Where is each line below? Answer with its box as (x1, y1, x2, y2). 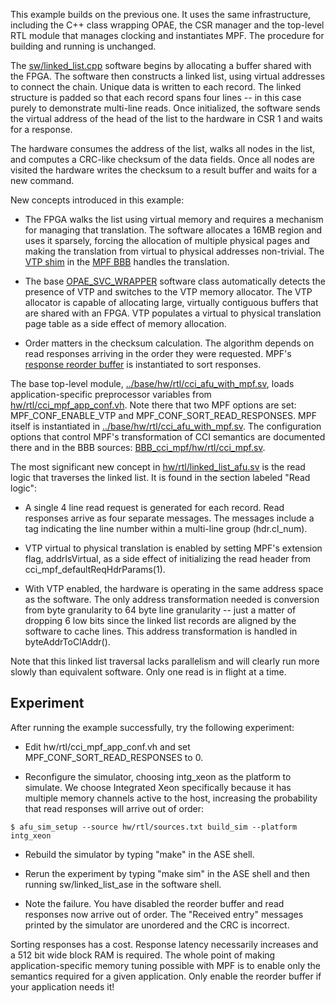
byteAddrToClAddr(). (24, 636, 111, 648)
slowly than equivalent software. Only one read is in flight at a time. (10, 666, 287, 678)
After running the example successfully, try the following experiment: (10, 721, 295, 733)
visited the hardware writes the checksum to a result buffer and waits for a (10, 164, 317, 176)
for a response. (10, 124, 73, 135)
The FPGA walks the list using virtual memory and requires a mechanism (24, 214, 324, 225)
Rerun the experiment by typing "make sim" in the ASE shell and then (24, 867, 310, 879)
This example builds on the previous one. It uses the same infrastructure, (10, 9, 312, 20)
